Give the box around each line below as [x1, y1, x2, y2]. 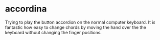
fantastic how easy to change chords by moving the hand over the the [5, 24, 147, 30]
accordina [5, 3, 47, 14]
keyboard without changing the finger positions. [5, 29, 102, 35]
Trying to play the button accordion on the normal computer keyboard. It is [5, 19, 156, 25]
